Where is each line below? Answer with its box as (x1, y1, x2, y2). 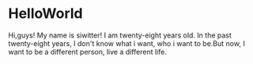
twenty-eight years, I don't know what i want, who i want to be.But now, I (8, 38, 245, 48)
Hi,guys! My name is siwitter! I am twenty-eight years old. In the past (8, 30, 232, 40)
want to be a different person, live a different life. (8, 47, 168, 56)
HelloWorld (8, 5, 83, 23)
